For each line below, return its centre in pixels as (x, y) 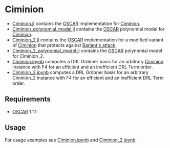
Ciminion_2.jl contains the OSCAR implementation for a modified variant (88, 40)
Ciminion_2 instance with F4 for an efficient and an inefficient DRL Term (88, 78)
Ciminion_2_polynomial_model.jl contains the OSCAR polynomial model (87, 51)
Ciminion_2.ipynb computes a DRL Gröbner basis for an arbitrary (80, 72)
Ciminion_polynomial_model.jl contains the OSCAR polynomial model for (88, 29)
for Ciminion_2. (28, 56)
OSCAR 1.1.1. (25, 111)
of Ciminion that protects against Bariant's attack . (65, 45)
